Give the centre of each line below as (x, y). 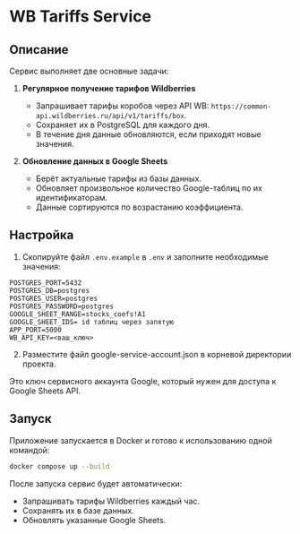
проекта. (39, 364)
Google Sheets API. (45, 391)
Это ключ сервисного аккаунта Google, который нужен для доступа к (143, 381)
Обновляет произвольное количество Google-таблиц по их (149, 188)
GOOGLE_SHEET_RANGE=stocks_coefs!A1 (77, 314)
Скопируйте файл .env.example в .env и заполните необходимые (145, 256)
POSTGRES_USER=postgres (54, 298)
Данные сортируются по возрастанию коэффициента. (139, 207)
